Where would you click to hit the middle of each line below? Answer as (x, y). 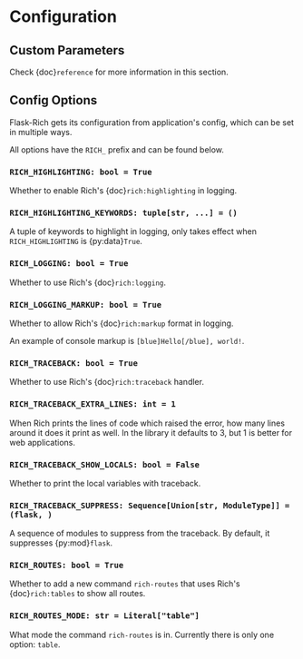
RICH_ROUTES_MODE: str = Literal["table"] (104, 616)
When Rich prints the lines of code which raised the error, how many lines (147, 423)
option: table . (35, 644)
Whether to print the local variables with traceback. (105, 483)
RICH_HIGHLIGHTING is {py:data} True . (76, 241)
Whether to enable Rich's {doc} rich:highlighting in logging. (123, 191)
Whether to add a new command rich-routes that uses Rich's (125, 584)
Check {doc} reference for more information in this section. (119, 72)
